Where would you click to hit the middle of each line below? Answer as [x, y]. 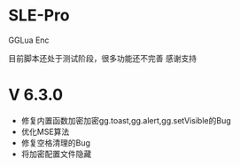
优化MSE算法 [45, 131]
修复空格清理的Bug [55, 142]
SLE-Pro [39, 16]
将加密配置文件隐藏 [56, 154]
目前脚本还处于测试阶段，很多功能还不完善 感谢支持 [102, 58]
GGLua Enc [29, 40]
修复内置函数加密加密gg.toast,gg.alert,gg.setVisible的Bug [126, 120]
